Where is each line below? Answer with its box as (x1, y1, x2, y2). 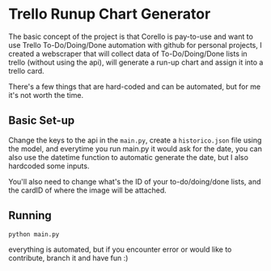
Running (8, 209, 53, 222)
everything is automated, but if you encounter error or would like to (8, 244, 232, 254)
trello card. (8, 66, 44, 75)
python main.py (8, 230, 60, 239)
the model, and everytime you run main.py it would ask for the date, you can (8, 143, 263, 154)
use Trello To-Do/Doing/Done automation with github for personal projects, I (8, 40, 262, 49)
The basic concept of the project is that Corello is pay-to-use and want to (8, 32, 253, 41)
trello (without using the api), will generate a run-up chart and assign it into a (8, 57, 264, 67)
